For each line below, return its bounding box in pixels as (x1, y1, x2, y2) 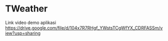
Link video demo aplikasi (5, 19, 56, 25)
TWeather (5, 3, 48, 14)
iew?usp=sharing (5, 30, 41, 36)
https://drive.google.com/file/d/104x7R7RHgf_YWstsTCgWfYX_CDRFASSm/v (5, 24, 163, 30)
